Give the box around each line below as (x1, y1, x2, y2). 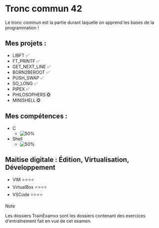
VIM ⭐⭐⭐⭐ (12, 177, 35, 183)
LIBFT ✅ (12, 52, 30, 58)
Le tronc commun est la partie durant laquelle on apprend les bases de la (5, 19, 155, 25)
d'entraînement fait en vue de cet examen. (5, 218, 92, 224)
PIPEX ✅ (12, 86, 30, 92)
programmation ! (5, 24, 39, 30)
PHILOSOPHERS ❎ (12, 92, 51, 98)
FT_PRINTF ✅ (12, 58, 41, 64)
